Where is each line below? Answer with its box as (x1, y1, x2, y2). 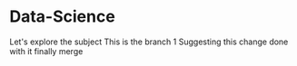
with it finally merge (9, 45, 84, 56)
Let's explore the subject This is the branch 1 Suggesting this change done (9, 36, 289, 47)
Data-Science (9, 6, 115, 27)
